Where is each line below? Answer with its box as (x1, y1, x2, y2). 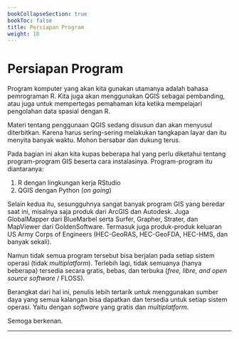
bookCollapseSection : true (7, 10, 87, 18)
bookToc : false (7, 17, 53, 24)
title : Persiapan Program (7, 23, 84, 31)
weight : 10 (7, 30, 40, 38)
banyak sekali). (7, 237, 52, 246)
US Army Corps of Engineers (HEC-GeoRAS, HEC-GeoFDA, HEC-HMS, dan (7, 230, 228, 239)
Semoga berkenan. (7, 317, 63, 325)
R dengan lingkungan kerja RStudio (17, 178, 121, 187)
